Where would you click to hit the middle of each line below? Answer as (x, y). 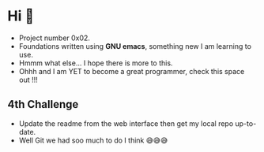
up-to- (246, 123)
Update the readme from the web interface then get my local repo (126, 123)
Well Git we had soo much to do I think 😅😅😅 (93, 140)
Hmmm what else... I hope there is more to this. (96, 63)
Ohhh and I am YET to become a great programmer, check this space (132, 71)
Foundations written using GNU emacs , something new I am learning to (135, 46)
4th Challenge (43, 104)
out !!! (28, 80)
